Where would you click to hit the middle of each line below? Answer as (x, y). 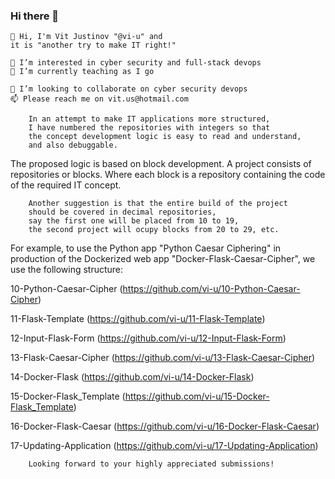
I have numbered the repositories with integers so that (149, 128)
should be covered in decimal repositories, (122, 212)
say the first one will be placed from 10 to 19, (134, 221)
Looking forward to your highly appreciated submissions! (151, 464)
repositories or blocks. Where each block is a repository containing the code (168, 175)
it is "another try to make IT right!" (93, 45)
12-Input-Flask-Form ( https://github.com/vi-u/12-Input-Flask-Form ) (148, 338)
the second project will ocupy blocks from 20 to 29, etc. (154, 230)
